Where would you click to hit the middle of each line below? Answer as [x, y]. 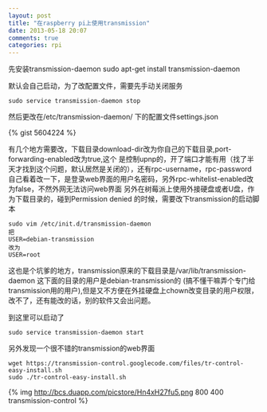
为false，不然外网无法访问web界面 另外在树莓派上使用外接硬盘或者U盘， [128, 189]
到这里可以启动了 [36, 318]
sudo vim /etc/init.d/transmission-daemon [80, 224]
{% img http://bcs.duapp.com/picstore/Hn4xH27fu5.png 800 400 [116, 392]
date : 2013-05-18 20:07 [48, 30]
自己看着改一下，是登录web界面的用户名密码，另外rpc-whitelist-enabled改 [131, 179]
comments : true [33, 38]
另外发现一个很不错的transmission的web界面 [82, 348]
